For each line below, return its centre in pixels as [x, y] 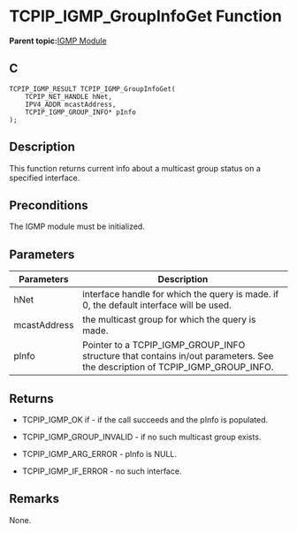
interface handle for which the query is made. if [181, 294]
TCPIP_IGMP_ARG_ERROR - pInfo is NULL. [99, 454]
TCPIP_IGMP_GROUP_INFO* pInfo [81, 112]
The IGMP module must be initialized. [77, 226]
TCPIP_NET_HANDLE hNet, [69, 96]
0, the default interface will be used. [157, 305]
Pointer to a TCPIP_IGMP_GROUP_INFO [164, 345]
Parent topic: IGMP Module [58, 41]
